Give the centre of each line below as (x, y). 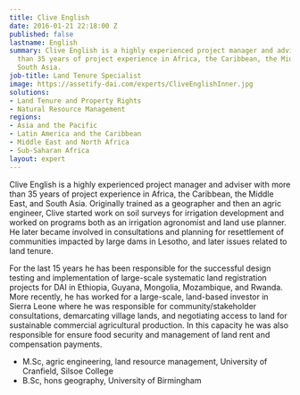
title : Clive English (50, 17)
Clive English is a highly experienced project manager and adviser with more (150, 184)
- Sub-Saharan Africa (50, 150)
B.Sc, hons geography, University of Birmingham (112, 380)
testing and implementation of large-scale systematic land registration (138, 277)
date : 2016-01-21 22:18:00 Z (63, 26)
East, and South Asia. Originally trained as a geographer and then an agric (146, 203)
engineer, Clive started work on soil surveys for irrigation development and (146, 213)
